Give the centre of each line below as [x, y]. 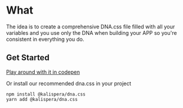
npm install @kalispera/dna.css [46, 94]
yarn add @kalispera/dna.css [42, 99]
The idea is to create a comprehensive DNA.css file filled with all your [91, 27]
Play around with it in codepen [43, 72]
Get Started [28, 58]
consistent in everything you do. [45, 39]
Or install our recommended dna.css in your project [69, 83]
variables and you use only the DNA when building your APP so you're [91, 32]
